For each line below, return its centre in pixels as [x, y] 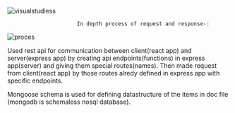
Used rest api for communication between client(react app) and [100, 50]
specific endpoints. [35, 81]
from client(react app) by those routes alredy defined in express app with [114, 73]
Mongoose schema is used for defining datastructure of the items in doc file [118, 94]
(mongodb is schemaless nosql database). [69, 102]
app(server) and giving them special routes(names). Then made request [112, 66]
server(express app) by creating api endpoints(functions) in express [106, 58]
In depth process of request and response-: [143, 24]
